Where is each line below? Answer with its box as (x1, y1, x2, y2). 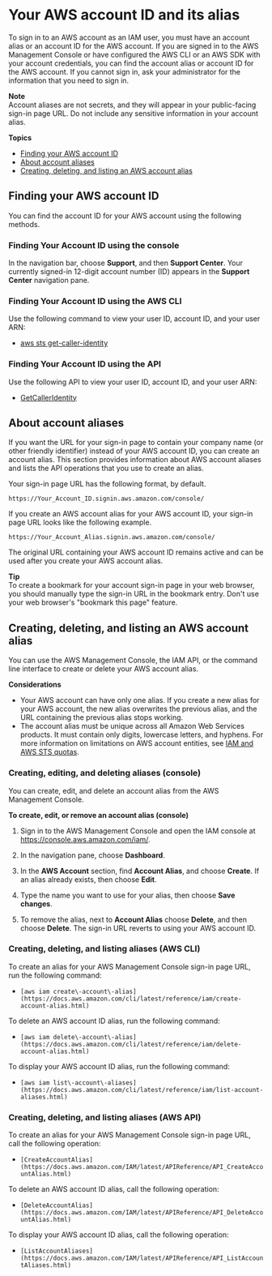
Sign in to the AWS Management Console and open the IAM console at (19, 825, 256, 836)
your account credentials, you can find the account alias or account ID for (8, 58, 254, 68)
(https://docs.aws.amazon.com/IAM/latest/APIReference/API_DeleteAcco (19, 1209, 264, 1217)
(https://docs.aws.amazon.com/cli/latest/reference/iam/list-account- (19, 1085, 264, 1094)
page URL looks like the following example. (8, 517, 152, 528)
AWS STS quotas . (19, 747, 79, 757)
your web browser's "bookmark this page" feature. (8, 597, 178, 607)
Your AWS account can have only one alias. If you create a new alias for (19, 696, 260, 705)
